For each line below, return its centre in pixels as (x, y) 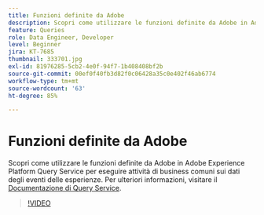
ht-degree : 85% (33, 96)
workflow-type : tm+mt (44, 81)
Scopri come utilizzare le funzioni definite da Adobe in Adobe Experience (126, 163)
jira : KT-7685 (31, 52)
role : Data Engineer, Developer (61, 37)
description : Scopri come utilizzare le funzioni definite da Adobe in (128, 23)
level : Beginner (35, 45)
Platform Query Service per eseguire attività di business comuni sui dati (124, 171)
